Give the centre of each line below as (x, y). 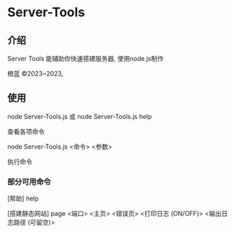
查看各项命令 (26, 131)
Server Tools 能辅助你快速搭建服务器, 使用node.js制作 (86, 58)
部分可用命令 (29, 181)
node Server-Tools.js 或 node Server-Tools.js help (80, 116)
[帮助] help (23, 198)
